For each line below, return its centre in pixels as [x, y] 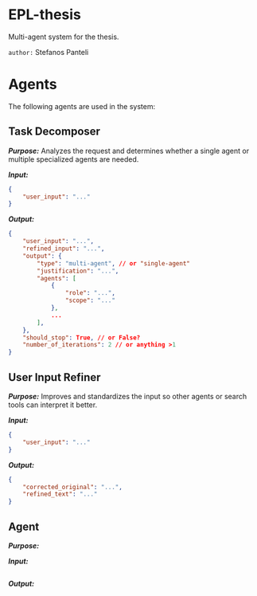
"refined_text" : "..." [60, 494]
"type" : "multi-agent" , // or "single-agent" [114, 263]
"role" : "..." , [90, 293]
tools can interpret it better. [53, 405]
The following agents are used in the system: [82, 106]
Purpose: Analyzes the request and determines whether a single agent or [128, 151]
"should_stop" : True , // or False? [82, 337]
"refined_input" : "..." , [64, 249]
